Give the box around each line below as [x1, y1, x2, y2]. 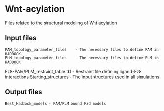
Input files [5, 34, 37, 42]
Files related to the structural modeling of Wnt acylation [5, 20, 117, 26]
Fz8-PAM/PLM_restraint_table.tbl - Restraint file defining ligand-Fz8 [5, 68, 142, 74]
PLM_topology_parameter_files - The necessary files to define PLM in [5, 55, 159, 60]
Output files [5, 88, 43, 96]
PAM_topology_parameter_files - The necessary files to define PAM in [5, 47, 159, 52]
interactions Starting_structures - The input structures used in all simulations [5, 74, 160, 80]
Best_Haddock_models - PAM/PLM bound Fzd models [5, 101, 106, 106]
